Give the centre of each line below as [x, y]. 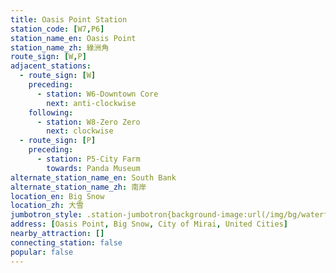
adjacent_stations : [51, 66]
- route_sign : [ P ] [58, 141]
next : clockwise [80, 131]
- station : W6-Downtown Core [97, 94]
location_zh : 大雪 [47, 206]
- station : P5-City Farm [88, 159]
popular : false [42, 252]
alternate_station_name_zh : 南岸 [78, 187]
